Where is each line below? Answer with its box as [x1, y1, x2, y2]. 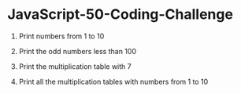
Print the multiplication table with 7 [18, 61, 132, 71]
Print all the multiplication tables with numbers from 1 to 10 [18, 77, 209, 86]
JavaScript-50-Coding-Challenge [7, 5, 234, 23]
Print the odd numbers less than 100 [18, 46, 137, 56]
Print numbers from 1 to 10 [18, 31, 105, 41]
